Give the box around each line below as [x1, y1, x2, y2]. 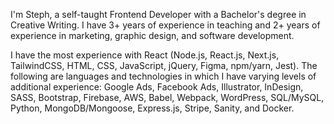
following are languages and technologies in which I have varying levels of [10, 70, 317, 82]
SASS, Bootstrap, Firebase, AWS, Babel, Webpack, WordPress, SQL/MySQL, [10, 92, 325, 103]
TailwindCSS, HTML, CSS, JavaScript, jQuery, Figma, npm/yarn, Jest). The [10, 60, 318, 71]
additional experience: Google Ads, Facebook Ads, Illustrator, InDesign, [10, 81, 304, 93]
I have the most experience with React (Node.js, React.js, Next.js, [10, 49, 280, 61]
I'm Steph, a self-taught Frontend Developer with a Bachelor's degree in [10, 9, 307, 20]
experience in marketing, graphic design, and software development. [10, 30, 295, 41]
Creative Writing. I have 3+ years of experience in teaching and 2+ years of [10, 19, 321, 31]
